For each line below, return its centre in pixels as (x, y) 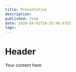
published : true (22, 18)
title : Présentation (26, 9)
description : (18, 14)
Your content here (23, 65)
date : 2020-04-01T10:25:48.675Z (38, 23)
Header (20, 52)
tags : (11, 28)
